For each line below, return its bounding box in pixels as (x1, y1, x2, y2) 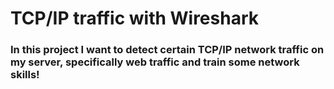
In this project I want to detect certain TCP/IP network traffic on (10, 43, 325, 57)
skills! (10, 68, 40, 82)
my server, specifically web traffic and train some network (10, 55, 300, 69)
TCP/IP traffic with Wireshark (10, 7, 260, 30)
